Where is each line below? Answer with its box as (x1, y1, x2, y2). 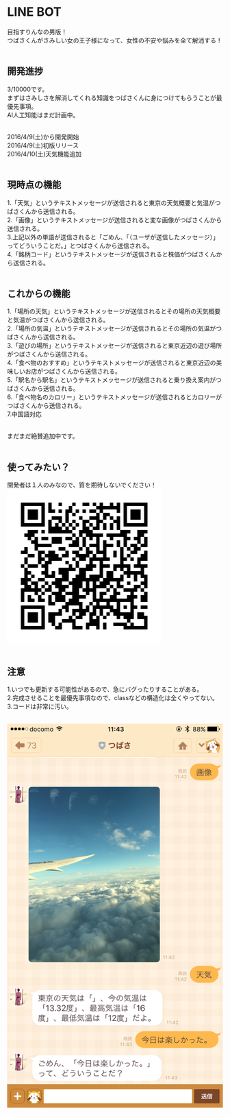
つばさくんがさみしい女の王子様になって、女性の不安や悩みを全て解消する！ (7, 36, 222, 45)
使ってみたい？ (7, 461, 70, 473)
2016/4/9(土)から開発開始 (7, 132, 79, 141)
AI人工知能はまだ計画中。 (7, 110, 79, 119)
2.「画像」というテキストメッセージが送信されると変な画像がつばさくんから (7, 215, 222, 224)
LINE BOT (7, 4, 62, 20)
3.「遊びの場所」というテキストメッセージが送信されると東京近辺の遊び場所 (7, 341, 222, 350)
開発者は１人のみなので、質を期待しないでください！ (7, 481, 157, 489)
